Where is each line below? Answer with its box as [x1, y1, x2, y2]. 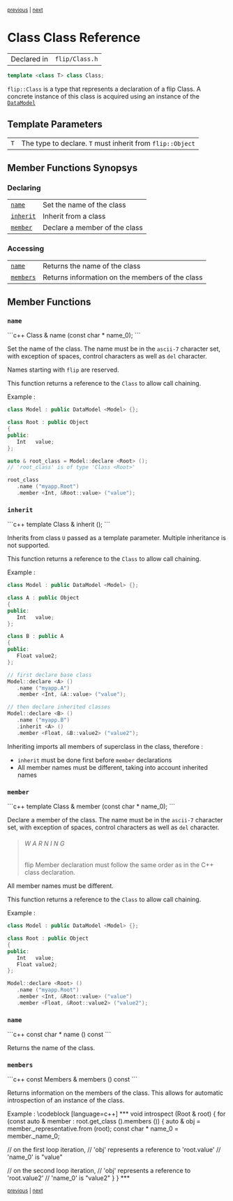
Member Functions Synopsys [7, 162, 138, 174]
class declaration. [24, 868, 75, 877]
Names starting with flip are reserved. [7, 365, 120, 374]
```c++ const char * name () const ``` [7, 1031, 112, 1039]
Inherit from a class [43, 212, 106, 221]
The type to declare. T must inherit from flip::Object [21, 138, 195, 148]
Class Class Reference [7, 30, 141, 45]
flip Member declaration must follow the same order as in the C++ [24, 861, 214, 869]
